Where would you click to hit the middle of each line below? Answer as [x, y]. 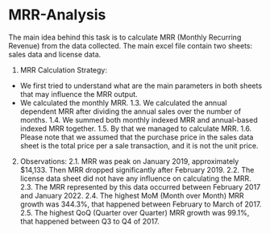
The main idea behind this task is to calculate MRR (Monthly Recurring [125, 37]
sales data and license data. [55, 54]
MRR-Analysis [57, 15]
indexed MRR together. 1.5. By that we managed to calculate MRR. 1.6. [136, 128]
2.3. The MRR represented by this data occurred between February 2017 [140, 186]
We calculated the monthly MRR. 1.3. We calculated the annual [123, 102]
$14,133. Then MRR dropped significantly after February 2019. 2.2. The [137, 169]
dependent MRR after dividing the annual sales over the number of [131, 111]
